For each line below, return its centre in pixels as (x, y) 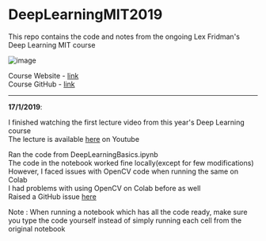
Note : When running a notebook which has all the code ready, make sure (128, 212)
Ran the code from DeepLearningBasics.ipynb (83, 154)
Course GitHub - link (42, 84)
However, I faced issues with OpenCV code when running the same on (123, 171)
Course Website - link (44, 75)
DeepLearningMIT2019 (85, 15)
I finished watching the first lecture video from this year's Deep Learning (127, 122)
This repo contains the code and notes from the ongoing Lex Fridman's (124, 36)
